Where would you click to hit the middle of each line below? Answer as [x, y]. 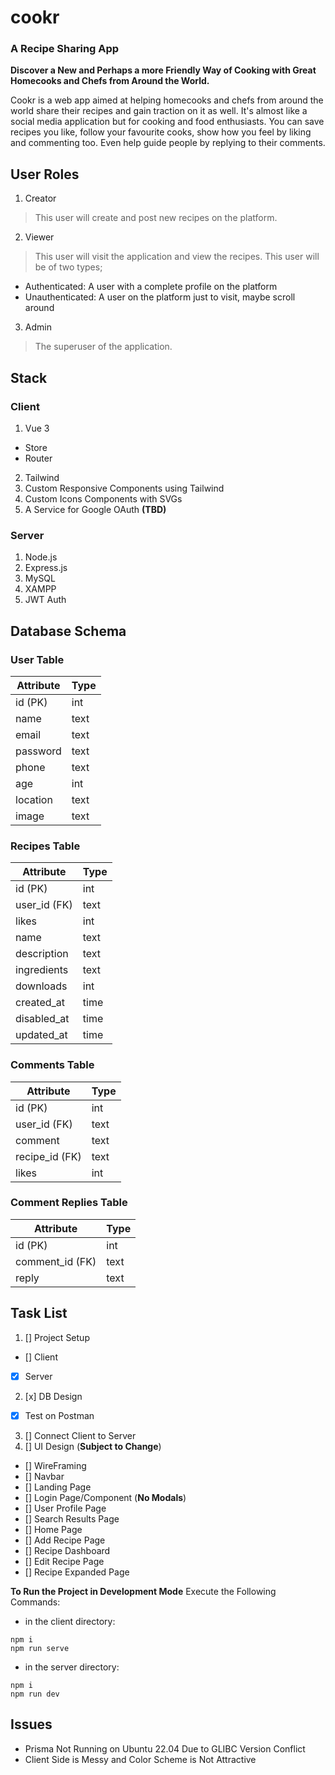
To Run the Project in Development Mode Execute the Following [143, 1591]
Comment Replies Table [69, 1203]
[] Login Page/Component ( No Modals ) [105, 1497]
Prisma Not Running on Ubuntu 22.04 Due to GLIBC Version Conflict [165, 1748]
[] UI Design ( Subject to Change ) [93, 1446]
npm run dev [35, 1694]
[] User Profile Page [65, 1508]
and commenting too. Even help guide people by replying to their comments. [168, 143]
